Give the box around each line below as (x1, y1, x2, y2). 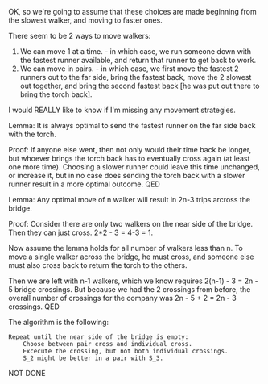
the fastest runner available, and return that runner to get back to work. (19, 56, 256, 65)
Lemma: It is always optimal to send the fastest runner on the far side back (8, 121, 256, 130)
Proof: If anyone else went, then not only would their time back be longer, (8, 145, 252, 154)
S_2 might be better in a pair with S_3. (23, 354, 163, 362)
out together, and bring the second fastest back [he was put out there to (19, 81, 260, 90)
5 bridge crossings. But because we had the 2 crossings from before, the (8, 285, 251, 294)
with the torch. (8, 129, 56, 139)
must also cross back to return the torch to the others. (8, 261, 188, 269)
